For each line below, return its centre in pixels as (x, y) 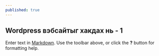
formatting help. (22, 48)
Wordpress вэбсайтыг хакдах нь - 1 (64, 31)
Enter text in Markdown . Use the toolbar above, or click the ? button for (80, 43)
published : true (22, 10)
